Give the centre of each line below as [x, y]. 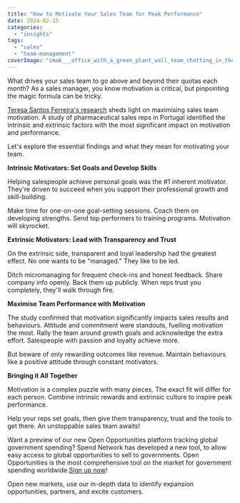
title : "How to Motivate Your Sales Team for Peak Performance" [105, 14]
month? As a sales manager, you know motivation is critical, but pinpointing [118, 88]
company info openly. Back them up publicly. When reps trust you [104, 282]
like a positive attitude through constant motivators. [83, 362]
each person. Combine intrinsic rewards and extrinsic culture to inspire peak [120, 397]
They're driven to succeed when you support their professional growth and [118, 189]
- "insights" [33, 34]
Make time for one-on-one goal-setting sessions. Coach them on [103, 210]
